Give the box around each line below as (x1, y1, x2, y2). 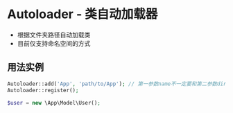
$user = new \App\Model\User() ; (7, 99, 101, 106)
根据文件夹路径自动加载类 (17, 31, 91, 39)
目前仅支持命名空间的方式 (17, 39, 91, 47)
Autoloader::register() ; (7, 87, 79, 94)
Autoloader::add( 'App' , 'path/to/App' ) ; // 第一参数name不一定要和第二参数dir (7, 80, 227, 87)
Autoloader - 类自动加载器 (7, 6, 158, 22)
